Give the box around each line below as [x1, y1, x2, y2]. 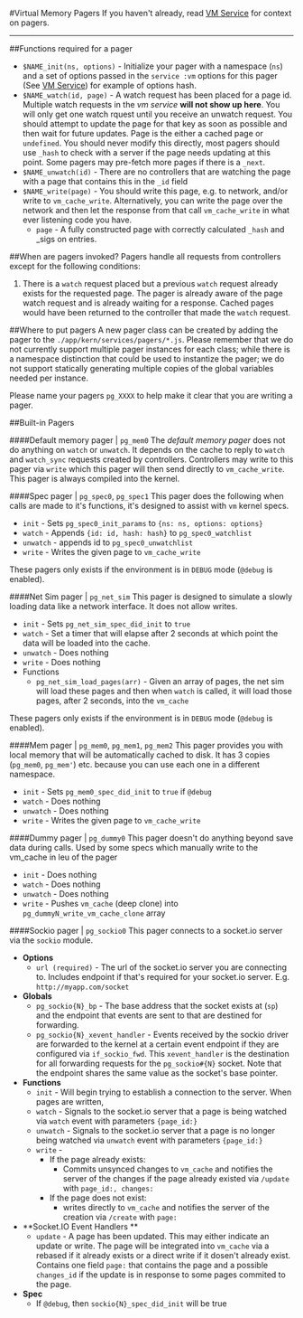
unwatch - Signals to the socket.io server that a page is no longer [35, 1125, 275, 1135]
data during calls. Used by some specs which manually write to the [9, 843, 259, 852]
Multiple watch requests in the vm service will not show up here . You [22, 99, 280, 109]
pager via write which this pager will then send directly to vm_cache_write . [9, 464, 285, 474]
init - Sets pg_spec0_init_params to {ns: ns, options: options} [22, 518, 263, 528]
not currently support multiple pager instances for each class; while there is [9, 344, 290, 354]
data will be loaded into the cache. [22, 637, 151, 648]
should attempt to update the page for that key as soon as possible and [22, 118, 288, 129]
